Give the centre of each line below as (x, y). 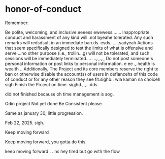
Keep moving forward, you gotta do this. (46, 142)
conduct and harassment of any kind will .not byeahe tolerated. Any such (79, 37)
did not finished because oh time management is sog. (60, 94)
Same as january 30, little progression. (44, 113)
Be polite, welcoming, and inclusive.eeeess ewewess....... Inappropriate (77, 32)
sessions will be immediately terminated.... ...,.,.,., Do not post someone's (79, 58)
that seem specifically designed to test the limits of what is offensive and (79, 48)
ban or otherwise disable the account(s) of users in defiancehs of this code (82, 74)
